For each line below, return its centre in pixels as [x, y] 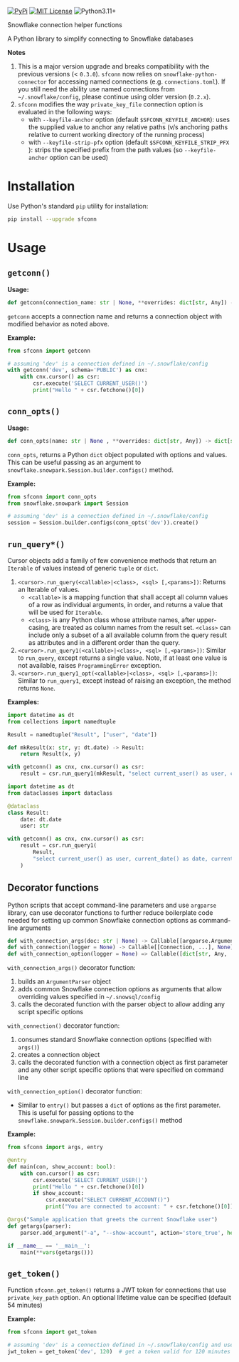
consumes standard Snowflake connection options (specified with [115, 1040]
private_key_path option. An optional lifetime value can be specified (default [119, 1298]
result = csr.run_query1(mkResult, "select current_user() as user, [124, 774]
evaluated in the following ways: [65, 112]
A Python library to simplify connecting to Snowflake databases [100, 39]
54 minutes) [25, 1305]
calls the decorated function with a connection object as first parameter [123, 1062]
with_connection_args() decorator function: [72, 968]
